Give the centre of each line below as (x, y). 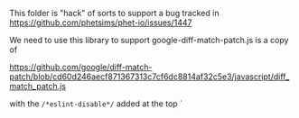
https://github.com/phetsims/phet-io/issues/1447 (101, 23)
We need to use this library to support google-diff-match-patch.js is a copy (149, 40)
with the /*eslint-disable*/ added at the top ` (96, 104)
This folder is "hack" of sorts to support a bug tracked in (114, 13)
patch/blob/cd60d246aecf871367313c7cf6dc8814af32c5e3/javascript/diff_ (149, 77)
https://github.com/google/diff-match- (81, 67)
